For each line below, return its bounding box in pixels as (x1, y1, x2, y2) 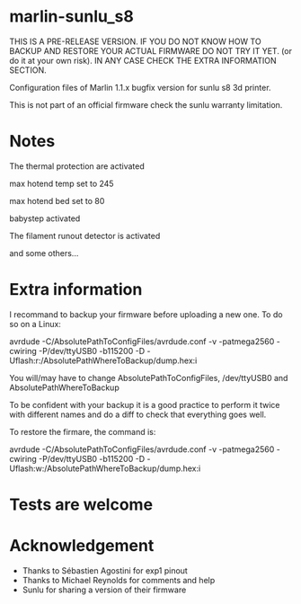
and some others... (9, 247, 79, 258)
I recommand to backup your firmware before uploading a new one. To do (9, 308, 283, 320)
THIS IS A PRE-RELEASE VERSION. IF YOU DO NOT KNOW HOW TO (9, 36, 262, 47)
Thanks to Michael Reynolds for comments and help (22, 574, 216, 585)
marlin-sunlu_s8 (9, 6, 135, 27)
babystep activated (9, 213, 81, 224)
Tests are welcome (9, 494, 154, 514)
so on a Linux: (9, 318, 61, 329)
